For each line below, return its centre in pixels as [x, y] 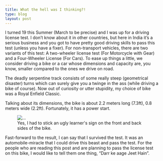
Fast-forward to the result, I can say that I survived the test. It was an [74, 138]
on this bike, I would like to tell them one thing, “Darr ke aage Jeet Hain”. [77, 153]
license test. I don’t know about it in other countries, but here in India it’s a [79, 38]
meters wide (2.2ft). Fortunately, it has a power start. [58, 108]
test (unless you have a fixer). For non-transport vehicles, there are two [77, 48]
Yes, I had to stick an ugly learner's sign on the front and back [79, 123]
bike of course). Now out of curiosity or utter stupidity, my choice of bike [78, 89]
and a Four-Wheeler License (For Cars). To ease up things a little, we [74, 59]
